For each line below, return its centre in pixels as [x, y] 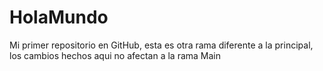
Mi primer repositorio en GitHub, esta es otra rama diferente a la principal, [161, 45]
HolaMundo [59, 17]
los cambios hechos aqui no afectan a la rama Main [115, 55]
